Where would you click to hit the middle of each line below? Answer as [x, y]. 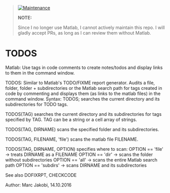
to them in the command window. [40, 73]
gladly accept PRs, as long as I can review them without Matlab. [84, 33]
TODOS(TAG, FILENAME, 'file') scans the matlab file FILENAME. [72, 139]
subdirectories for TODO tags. [37, 104]
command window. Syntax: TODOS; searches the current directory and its [82, 99]
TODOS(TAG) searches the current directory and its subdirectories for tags [83, 114]
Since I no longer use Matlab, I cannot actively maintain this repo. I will [91, 27]
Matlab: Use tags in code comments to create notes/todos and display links [84, 67]
